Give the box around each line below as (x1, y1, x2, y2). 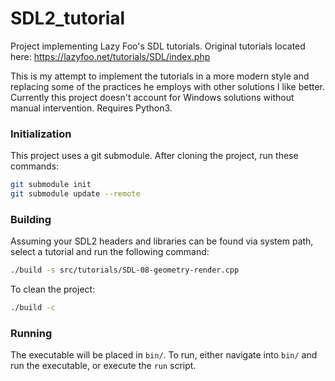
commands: (10, 160, 60, 172)
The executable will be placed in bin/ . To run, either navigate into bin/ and (10, 349, 318, 361)
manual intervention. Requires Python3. (10, 102, 173, 114)
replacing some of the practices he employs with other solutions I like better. (10, 80, 326, 92)
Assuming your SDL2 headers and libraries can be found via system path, (10, 235, 314, 247)
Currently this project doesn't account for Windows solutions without (10, 91, 295, 103)
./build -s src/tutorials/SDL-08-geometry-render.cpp (10, 265, 240, 276)
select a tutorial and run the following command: (10, 246, 210, 258)
